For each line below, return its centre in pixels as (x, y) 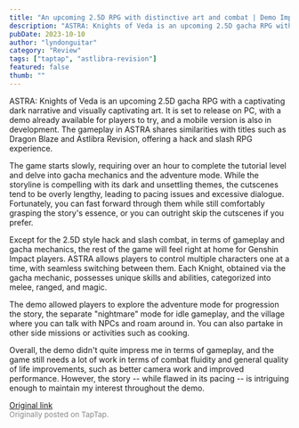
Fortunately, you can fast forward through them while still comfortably (137, 203)
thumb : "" (28, 76)
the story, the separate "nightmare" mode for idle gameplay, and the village (147, 314)
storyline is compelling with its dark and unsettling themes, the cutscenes (144, 185)
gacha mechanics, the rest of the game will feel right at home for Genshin (144, 249)
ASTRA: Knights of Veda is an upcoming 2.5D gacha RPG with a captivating (147, 101)
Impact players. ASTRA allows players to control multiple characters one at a (149, 259)
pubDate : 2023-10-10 (48, 34)
